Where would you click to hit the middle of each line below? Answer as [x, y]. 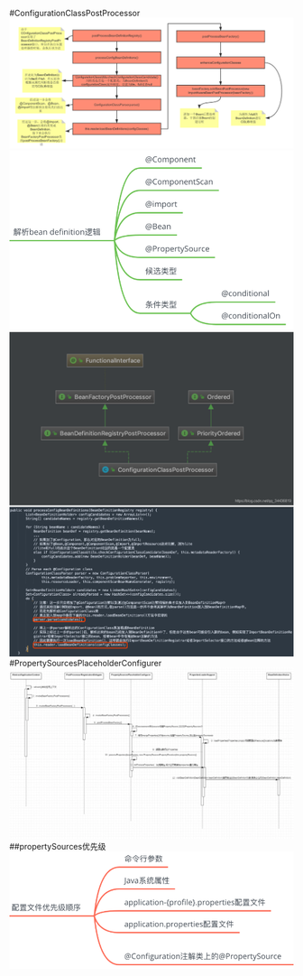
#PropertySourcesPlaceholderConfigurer [86, 664]
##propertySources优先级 [58, 847]
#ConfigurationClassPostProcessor [75, 13]
